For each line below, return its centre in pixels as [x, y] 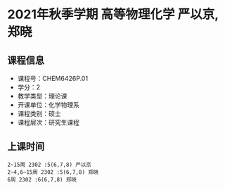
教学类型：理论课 [42, 96]
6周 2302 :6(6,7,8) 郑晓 [42, 179]
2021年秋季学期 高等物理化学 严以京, [113, 14]
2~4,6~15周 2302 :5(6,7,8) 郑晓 [53, 172]
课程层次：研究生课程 [48, 122]
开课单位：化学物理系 [48, 105]
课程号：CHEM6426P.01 [53, 78]
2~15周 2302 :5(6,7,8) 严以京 [49, 165]
